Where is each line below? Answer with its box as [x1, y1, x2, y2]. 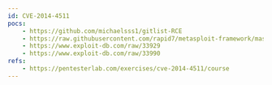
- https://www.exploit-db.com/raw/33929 [22, 42, 161, 50]
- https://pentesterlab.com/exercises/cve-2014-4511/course [22, 65, 230, 73]
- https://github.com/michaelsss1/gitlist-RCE [22, 27, 183, 35]
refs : [7, 57, 26, 66]
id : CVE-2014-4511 [7, 11, 70, 20]
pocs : [7, 19, 26, 28]
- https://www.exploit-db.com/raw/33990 [22, 49, 161, 57]
